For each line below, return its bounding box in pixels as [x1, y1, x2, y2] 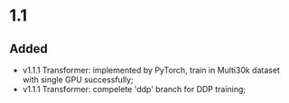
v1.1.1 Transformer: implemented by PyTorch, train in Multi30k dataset [22, 64, 280, 75]
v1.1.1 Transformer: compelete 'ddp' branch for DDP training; [22, 84, 247, 94]
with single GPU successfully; [22, 74, 134, 85]
